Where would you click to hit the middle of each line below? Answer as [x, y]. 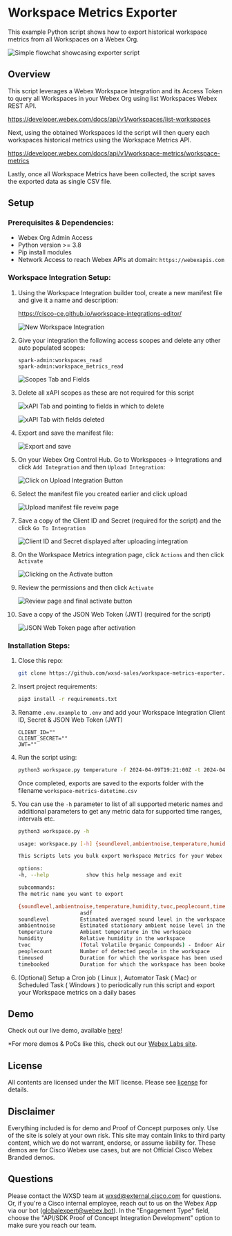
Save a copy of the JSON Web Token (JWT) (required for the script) [114, 614]
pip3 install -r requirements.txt [67, 699]
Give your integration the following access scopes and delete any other [119, 340]
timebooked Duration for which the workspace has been [112, 964]
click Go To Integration [51, 527]
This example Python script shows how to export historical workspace [108, 32]
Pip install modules [45, 252]
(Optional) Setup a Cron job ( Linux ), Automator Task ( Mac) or [107, 977]
